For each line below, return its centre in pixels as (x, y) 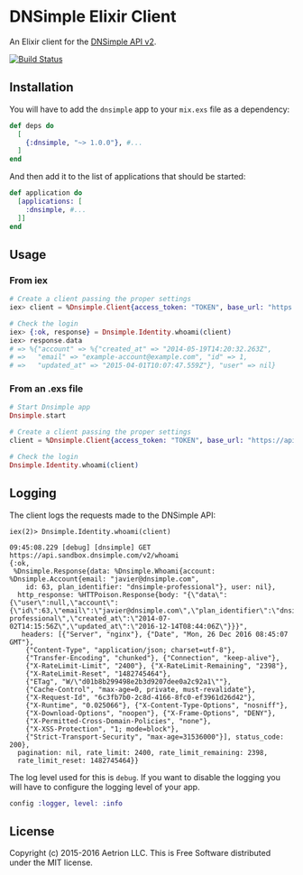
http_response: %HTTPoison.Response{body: (98, 594)
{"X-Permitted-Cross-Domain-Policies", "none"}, (119, 721)
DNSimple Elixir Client (93, 17)
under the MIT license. (51, 862)
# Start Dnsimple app (50, 408)
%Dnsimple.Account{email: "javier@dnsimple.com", (105, 579)
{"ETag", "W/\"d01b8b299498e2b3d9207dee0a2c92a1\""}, (129, 682)
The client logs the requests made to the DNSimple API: (113, 515)
